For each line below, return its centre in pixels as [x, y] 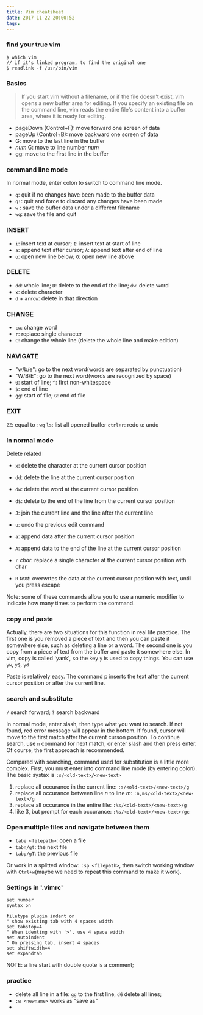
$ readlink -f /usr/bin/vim [42, 68]
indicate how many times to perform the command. [71, 603]
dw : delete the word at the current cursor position [77, 489]
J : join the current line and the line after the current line [84, 513]
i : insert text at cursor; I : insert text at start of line [78, 243]
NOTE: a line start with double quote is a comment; [70, 965]
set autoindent [26, 937]
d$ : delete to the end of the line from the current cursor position [95, 501]
